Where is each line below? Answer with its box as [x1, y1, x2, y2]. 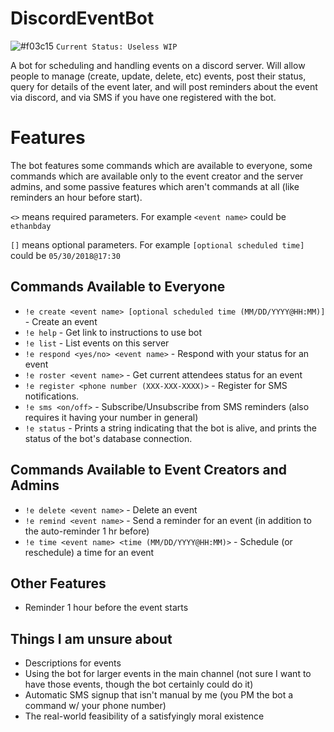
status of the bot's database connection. [24, 432, 193, 444]
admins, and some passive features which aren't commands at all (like [10, 180, 300, 192]
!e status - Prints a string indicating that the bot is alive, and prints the [24, 422, 317, 434]
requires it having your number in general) [24, 411, 199, 423]
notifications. [24, 390, 80, 402]
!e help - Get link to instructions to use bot [24, 326, 203, 338]
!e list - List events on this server [24, 337, 170, 349]
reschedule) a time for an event [24, 546, 155, 558]
